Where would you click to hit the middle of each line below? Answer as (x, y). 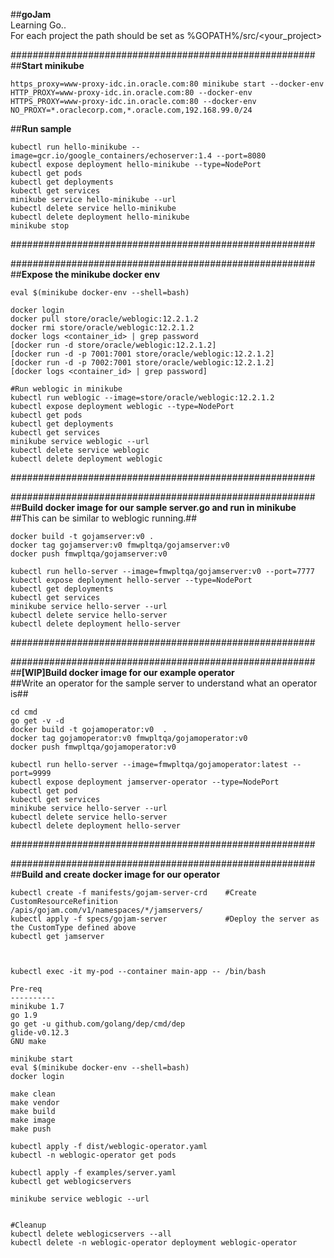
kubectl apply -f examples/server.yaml (93, 1173)
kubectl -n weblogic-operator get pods (93, 1155)
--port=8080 (241, 156)
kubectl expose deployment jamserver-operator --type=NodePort (145, 782)
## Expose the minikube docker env (85, 274)
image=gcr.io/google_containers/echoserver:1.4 (111, 156)
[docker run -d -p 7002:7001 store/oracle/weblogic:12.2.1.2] (142, 363)
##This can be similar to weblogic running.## (104, 518)
